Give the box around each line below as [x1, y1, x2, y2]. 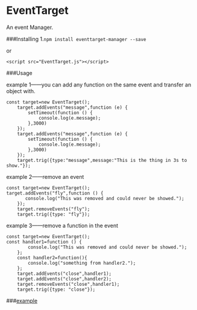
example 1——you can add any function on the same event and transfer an [6, 81, 192, 88]
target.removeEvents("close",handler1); [17, 281, 120, 287]
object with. [6, 87, 36, 94]
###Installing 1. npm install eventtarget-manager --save [6, 35, 146, 42]
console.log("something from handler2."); [28, 260, 136, 266]
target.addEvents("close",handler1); [17, 270, 112, 277]
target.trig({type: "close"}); [17, 286, 96, 292]
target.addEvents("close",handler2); [17, 276, 112, 282]
